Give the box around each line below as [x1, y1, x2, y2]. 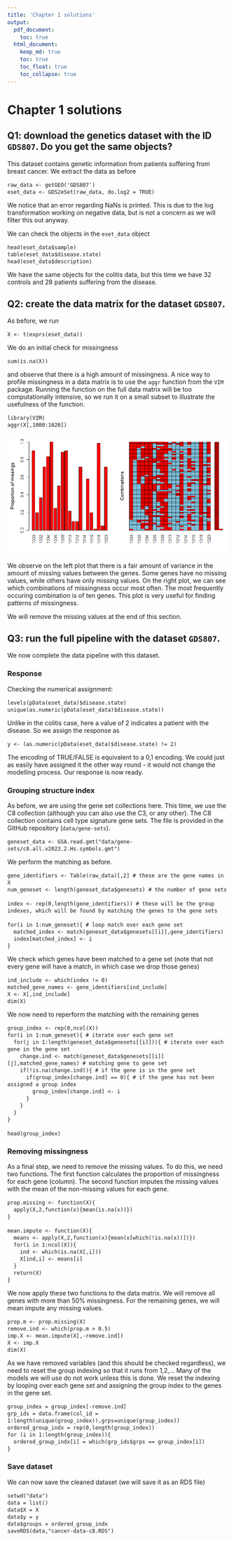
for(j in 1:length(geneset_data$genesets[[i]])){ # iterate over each [13, 1038, 224, 1046]
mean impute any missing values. [7, 1304, 104, 1312]
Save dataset [7, 1462, 53, 1471]
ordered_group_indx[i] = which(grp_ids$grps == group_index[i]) [13, 1438, 205, 1445]
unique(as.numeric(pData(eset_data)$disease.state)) [7, 706, 165, 713]
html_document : [13, 41, 58, 49]
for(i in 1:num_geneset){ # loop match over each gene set [7, 921, 184, 928]
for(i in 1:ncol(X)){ [13, 1241, 77, 1248]
